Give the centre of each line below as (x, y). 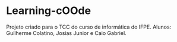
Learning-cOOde (48, 11)
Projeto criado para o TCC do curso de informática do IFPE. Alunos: (89, 27)
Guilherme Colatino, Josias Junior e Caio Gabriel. (66, 33)
